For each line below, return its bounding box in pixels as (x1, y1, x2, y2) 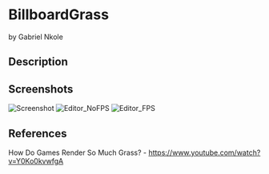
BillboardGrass (8, 6, 110, 24)
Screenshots (8, 82, 74, 96)
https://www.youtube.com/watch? (147, 148, 261, 157)
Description (8, 55, 68, 69)
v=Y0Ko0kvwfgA (8, 156, 64, 165)
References (8, 126, 67, 140)
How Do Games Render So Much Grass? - (8, 148, 147, 157)
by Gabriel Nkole (8, 32, 64, 42)
